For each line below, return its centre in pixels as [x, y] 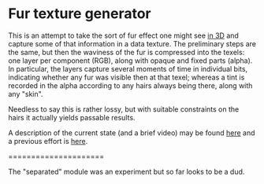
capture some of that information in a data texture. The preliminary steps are [132, 43]
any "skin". [26, 94]
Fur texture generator [80, 14]
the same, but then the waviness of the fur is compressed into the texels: [126, 52]
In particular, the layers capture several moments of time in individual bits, [128, 68]
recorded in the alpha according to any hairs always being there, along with [130, 85]
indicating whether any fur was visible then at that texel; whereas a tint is [126, 77]
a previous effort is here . [48, 141]
